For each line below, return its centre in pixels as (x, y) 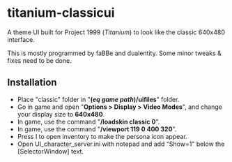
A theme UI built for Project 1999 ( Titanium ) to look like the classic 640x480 (116, 32)
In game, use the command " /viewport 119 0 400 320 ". (97, 129)
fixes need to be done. (39, 60)
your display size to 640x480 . (61, 114)
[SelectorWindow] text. (51, 151)
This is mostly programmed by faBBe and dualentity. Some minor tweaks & (114, 53)
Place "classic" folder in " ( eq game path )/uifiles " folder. (98, 99)
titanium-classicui (61, 13)
